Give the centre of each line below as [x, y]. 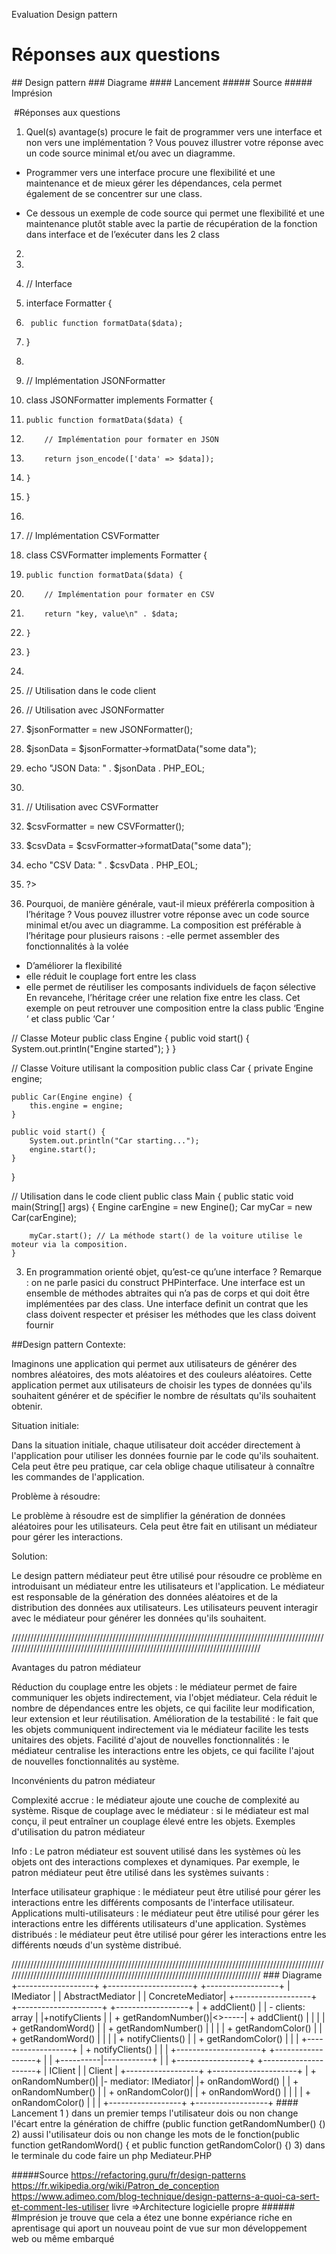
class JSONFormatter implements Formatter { [119, 400]
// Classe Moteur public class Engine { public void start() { [130, 1038]
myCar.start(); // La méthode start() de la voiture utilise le [166, 1235]
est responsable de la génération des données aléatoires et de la [144, 1596]
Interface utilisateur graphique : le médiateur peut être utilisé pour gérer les [166, 1891]
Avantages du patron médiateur [76, 1667]
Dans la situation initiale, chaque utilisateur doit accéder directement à [156, 1445]
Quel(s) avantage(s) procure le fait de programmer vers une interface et [174, 131]
